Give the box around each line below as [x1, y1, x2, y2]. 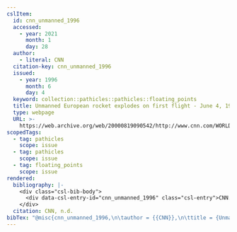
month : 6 [25, 83, 52, 90]
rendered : [6, 175, 36, 182]
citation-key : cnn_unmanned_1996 [13, 63, 112, 70]
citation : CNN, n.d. [13, 208, 74, 215]
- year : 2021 [19, 30, 58, 37]
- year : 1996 [19, 76, 58, 83]
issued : [13, 69, 36, 76]
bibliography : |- [13, 181, 64, 188]
